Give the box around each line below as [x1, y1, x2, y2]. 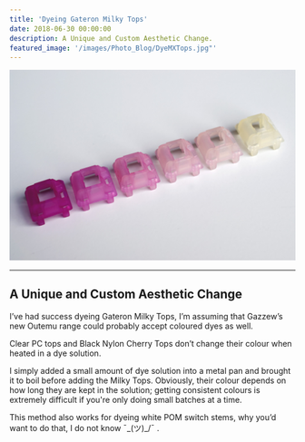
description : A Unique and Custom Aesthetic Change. [9, 34, 213, 43]
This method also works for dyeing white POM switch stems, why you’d [9, 411, 277, 422]
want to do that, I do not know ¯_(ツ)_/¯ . [9, 422, 160, 433]
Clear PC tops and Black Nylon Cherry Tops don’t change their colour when [9, 338, 292, 349]
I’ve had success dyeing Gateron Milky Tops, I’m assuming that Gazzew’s [9, 310, 283, 321]
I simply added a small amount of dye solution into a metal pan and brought [9, 365, 291, 376]
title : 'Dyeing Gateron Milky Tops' [9, 15, 148, 24]
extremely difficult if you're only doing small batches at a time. [9, 394, 242, 405]
